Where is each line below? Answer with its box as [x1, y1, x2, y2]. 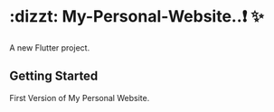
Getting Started [9, 69, 99, 84]
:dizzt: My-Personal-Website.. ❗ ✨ [9, 6, 265, 27]
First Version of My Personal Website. [9, 92, 150, 103]
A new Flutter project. [9, 42, 90, 53]
